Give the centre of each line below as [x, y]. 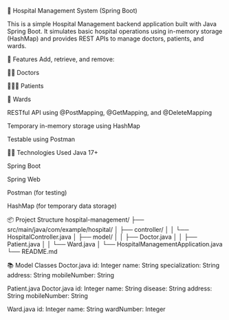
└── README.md [32, 252]
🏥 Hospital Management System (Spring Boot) [72, 11]
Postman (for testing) [37, 192]
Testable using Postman [41, 139]
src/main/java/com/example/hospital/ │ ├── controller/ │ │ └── [98, 230]
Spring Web [24, 179]
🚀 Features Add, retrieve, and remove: [61, 59]
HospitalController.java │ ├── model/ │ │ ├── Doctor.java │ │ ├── [102, 237]
